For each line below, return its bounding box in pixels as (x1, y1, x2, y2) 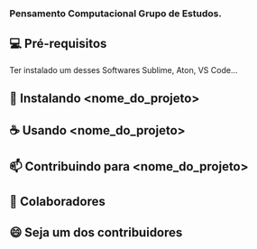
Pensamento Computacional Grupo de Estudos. (9, 7, 223, 20)
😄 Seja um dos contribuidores (9, 225, 183, 240)
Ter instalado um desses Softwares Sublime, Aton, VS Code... (9, 64, 238, 75)
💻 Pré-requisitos (9, 36, 107, 51)
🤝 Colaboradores (9, 194, 106, 209)
